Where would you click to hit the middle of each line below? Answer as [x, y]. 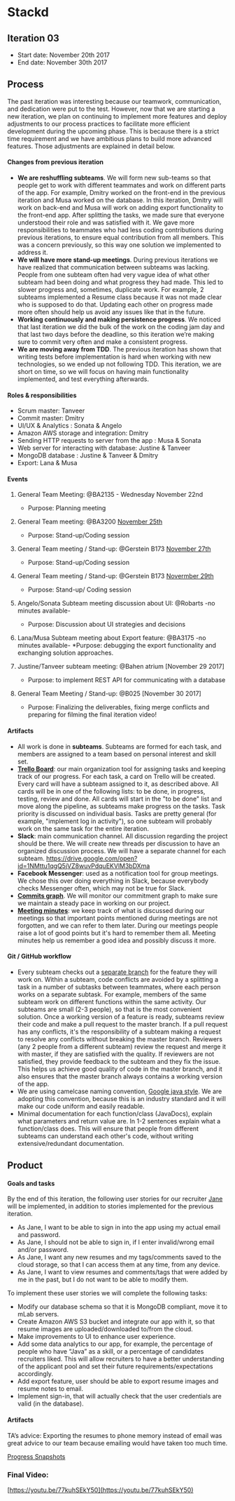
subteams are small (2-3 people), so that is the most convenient [109, 1009]
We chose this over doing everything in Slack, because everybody [113, 881]
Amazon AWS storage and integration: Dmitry [83, 433]
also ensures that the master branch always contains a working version [120, 1076]
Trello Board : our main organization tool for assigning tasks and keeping [121, 768]
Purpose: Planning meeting [67, 508]
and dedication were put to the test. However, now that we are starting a [111, 109]
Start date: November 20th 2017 [64, 55]
